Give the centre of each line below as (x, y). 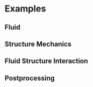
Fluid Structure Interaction (46, 61)
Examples (25, 9)
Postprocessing (30, 78)
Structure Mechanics (38, 44)
